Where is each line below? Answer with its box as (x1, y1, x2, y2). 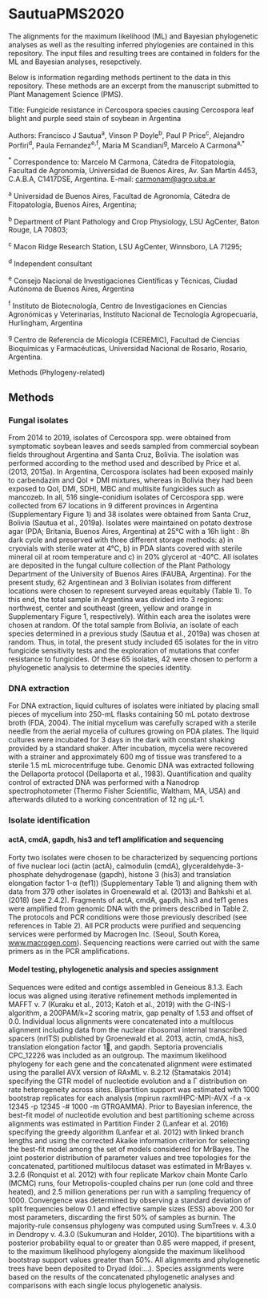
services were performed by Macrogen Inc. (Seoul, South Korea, (8, 929, 222, 939)
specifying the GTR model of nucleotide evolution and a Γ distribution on (8, 1076, 247, 1086)
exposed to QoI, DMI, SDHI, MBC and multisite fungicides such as (8, 484, 226, 494)
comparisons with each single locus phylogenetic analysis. (8, 1280, 202, 1290)
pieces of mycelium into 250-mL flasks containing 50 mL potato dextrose (8, 710, 250, 719)
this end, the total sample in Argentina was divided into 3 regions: (8, 595, 224, 605)
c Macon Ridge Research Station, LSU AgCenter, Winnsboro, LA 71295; (8, 241, 242, 251)
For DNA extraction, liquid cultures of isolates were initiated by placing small (8, 701, 260, 710)
